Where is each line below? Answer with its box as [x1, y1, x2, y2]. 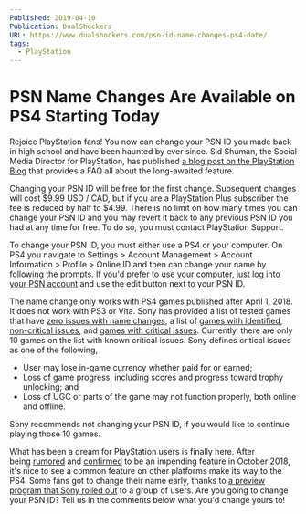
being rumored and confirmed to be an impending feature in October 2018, [9, 456, 290, 467]
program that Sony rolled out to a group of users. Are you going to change [9, 485, 289, 496]
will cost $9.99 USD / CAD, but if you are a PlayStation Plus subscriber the [9, 193, 290, 204]
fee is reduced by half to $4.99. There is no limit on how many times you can [9, 203, 298, 214]
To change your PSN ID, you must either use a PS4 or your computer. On [9, 239, 283, 251]
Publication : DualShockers [9, 22, 112, 31]
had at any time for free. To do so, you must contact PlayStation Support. [9, 222, 285, 233]
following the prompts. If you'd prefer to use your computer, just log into [9, 268, 280, 279]
